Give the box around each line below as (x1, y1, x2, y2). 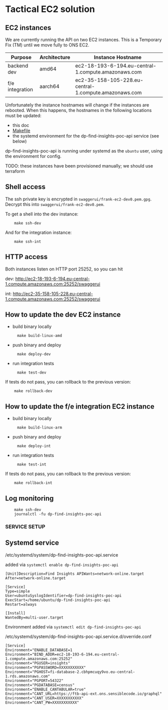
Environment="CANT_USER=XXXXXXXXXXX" (5, 695, 84, 700)
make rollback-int (14, 480, 52, 485)
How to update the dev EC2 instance (5, 310, 121, 319)
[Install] (5, 610, 26, 615)
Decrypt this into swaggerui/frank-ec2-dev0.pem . (5, 201, 105, 207)
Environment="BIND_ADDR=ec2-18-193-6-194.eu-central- (5, 651, 120, 657)
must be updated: (5, 112, 41, 118)
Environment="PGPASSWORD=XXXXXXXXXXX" (5, 665, 86, 670)
